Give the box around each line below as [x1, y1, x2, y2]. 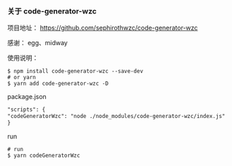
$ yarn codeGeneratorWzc [7, 152, 80, 159]
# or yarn [7, 74, 37, 81]
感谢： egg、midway [7, 39, 68, 47]
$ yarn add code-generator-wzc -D [7, 80, 109, 88]
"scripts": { [7, 106, 46, 114]
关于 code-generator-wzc [7, 6, 97, 16]
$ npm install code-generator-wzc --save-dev [7, 68, 143, 75]
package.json [7, 93, 47, 101]
